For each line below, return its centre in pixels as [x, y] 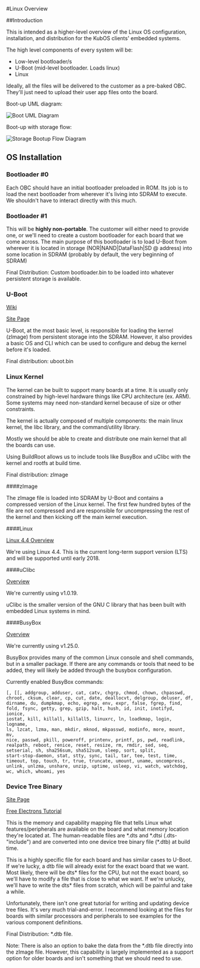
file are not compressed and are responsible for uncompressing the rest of [98, 510]
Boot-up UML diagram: [34, 104]
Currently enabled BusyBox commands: [55, 681]
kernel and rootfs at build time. [44, 463]
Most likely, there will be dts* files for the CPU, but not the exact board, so [97, 872]
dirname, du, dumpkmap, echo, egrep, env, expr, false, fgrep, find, [95, 703]
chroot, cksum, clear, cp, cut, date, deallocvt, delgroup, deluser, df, [100, 698]
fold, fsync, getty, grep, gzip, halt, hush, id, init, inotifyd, [90, 708]
